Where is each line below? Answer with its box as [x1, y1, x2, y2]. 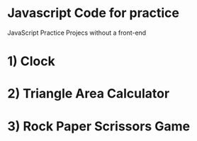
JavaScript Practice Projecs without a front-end [7, 28, 147, 37]
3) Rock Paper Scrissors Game [7, 118, 190, 134]
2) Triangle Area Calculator [7, 86, 170, 102]
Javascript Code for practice [7, 5, 179, 21]
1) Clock [7, 53, 55, 69]
